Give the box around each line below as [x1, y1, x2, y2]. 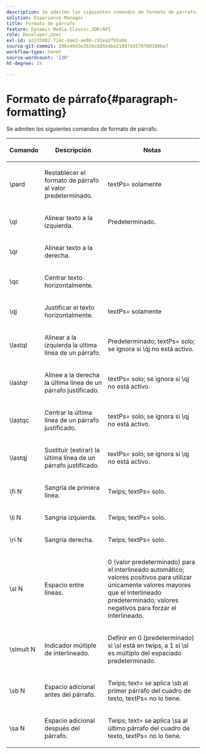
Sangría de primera [44, 484, 100, 492]
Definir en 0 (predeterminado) [107, 634, 194, 642]
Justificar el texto [44, 303, 95, 312]
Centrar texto [44, 273, 83, 282]
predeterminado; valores [107, 596, 179, 604]
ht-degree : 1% [6, 60, 43, 66]
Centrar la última [44, 408, 93, 417]
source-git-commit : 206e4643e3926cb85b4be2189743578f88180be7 [6, 44, 169, 50]
